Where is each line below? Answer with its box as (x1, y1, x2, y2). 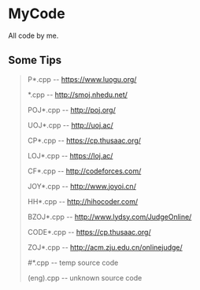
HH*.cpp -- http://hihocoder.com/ (27, 196, 139, 206)
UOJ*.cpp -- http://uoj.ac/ (27, 120, 114, 130)
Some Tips (8, 54, 61, 67)
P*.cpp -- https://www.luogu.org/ (27, 74, 137, 84)
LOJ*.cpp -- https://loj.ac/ (27, 151, 113, 160)
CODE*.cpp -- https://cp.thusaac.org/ (27, 227, 151, 236)
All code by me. (8, 31, 59, 40)
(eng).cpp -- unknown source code (27, 273, 143, 282)
